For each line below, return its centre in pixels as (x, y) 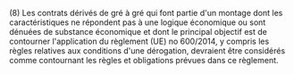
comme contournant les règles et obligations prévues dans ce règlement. (144, 60)
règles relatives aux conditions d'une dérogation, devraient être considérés (147, 51)
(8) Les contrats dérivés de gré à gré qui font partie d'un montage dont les (146, 13)
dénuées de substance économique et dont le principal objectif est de (139, 32)
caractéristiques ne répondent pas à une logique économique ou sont (138, 22)
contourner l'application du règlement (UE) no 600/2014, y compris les (139, 41)
